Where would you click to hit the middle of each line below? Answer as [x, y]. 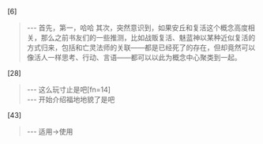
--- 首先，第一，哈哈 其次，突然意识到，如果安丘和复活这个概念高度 [137, 28]
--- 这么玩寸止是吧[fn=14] [69, 89]
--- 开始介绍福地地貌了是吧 [71, 99]
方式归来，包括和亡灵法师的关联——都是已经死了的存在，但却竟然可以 [141, 47]
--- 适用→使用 [50, 131]
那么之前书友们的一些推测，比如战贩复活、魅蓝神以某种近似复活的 [148, 38]
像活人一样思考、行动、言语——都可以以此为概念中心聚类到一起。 [134, 57]
